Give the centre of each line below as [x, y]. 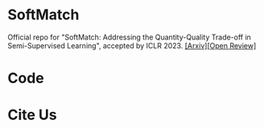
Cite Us [32, 115]
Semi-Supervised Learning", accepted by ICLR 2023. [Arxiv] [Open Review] [132, 45]
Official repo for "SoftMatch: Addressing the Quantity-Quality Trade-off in [129, 37]
